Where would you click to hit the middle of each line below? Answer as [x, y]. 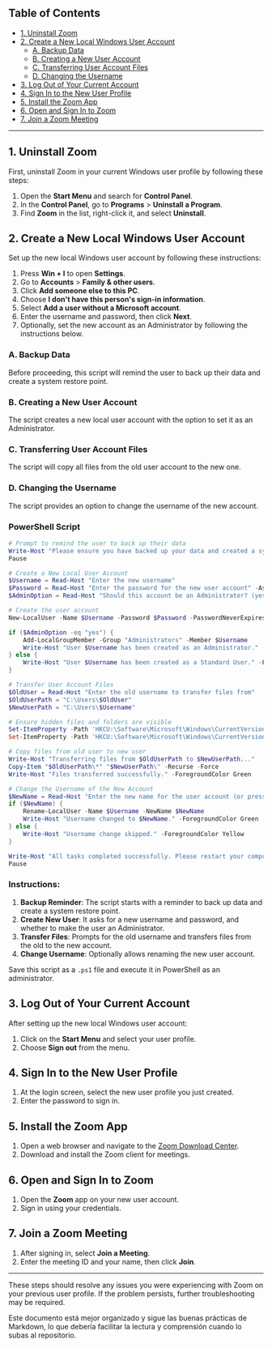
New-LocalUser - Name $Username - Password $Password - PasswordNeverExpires [137, 618]
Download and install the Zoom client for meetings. [105, 1154]
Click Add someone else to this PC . [80, 291]
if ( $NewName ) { [36, 804]
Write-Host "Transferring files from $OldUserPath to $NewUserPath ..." [132, 759]
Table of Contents [55, 13]
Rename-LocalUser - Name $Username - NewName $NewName [114, 812]
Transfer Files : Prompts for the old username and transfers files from [136, 936]
